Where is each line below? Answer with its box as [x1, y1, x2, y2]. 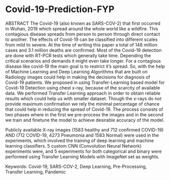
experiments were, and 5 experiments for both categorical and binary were [5, 148, 162, 154]
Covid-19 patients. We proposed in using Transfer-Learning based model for [5, 79, 165, 85]
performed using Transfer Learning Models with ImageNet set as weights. [5, 153, 160, 160]
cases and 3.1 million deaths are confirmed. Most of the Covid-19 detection [5, 47, 162, 53]
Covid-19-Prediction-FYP [5, 4, 115, 15]
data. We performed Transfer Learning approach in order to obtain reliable [5, 90, 161, 96]
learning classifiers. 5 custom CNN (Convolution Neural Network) [5, 143, 142, 149]
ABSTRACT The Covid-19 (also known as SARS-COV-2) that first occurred [5, 20, 161, 26]
